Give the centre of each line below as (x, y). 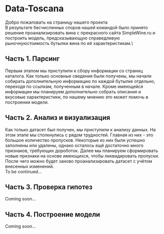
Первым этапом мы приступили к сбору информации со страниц (74, 71)
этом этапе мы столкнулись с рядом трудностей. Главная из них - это (79, 135)
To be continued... (23, 171)
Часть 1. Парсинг (33, 59)
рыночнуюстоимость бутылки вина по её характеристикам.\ (69, 43)
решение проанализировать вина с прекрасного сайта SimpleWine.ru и (80, 33)
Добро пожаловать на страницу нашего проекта (56, 22)
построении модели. (27, 102)
